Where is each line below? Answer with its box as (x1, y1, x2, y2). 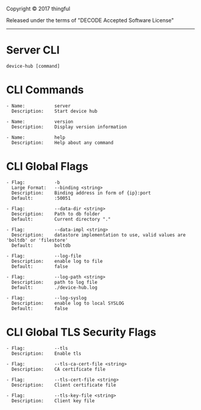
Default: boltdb (11, 243, 71, 249)
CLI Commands (6, 83, 84, 97)
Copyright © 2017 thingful (6, 5, 71, 12)
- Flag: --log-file (6, 253, 82, 259)
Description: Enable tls (11, 351, 82, 357)
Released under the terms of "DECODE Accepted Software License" (6, 17, 175, 23)
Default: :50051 (11, 195, 71, 201)
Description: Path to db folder (11, 211, 100, 217)
